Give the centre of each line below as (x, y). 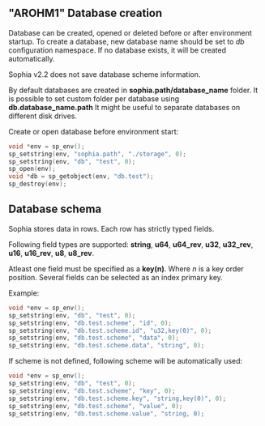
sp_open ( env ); (32, 169)
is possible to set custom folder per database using (94, 98)
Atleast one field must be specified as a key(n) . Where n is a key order (126, 268)
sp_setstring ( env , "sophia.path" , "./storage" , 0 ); (97, 154)
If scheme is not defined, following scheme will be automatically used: (126, 361)
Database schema (55, 209)
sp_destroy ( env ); (38, 184)
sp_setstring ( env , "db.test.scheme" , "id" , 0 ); (90, 323)
